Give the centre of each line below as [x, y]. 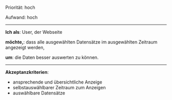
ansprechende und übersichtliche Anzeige [57, 82]
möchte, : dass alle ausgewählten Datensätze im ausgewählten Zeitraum [81, 42]
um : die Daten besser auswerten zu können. [52, 57]
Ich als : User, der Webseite [34, 32]
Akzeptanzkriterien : [27, 72]
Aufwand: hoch [21, 17]
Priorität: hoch [20, 7]
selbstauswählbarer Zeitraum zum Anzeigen [59, 87]
